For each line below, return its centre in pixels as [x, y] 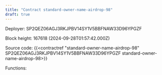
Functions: [16, 68]
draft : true [17, 14]
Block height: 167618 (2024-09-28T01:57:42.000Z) [57, 38]
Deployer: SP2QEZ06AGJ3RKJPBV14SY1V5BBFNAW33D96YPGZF [74, 28]
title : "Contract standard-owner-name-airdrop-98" [59, 10]
